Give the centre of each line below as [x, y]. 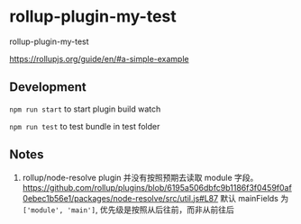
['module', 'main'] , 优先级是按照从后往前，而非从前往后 [128, 210]
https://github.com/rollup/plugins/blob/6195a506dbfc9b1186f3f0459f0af [157, 187]
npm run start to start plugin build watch [85, 109]
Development [48, 87]
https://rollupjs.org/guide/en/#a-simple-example [99, 58]
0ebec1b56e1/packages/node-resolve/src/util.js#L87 [120, 198]
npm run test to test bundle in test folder [85, 126]
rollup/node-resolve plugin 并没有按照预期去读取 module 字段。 [140, 177]
